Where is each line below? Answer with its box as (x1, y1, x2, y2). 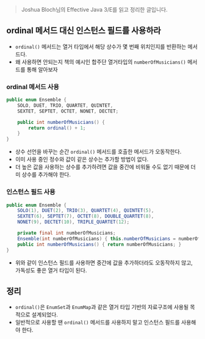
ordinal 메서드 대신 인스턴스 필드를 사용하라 (6, 26, 161, 36)
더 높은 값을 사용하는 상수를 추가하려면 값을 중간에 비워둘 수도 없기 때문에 (15, 163, 190, 170)
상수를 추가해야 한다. (21, 171, 71, 178)
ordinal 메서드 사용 (6, 82, 60, 91)
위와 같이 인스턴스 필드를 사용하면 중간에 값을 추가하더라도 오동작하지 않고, (15, 259, 193, 266)
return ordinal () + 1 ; (28, 125, 86, 131)
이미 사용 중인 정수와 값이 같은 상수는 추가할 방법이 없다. (15, 156, 149, 163)
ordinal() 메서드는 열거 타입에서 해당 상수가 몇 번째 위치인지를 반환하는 (15, 43, 187, 50)
